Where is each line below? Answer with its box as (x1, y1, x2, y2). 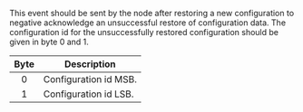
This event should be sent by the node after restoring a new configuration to (9, 8, 295, 18)
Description (64, 58, 116, 70)
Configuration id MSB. (43, 73, 138, 85)
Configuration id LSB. (43, 88, 134, 100)
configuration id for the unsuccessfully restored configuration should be (9, 27, 279, 37)
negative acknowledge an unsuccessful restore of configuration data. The (9, 17, 287, 28)
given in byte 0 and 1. (9, 36, 89, 47)
